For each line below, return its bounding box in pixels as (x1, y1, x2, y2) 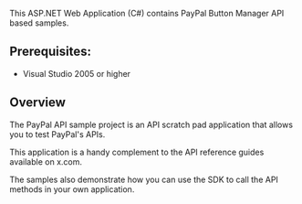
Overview (9, 95, 67, 111)
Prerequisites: (9, 44, 91, 59)
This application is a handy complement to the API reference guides (9, 146, 265, 157)
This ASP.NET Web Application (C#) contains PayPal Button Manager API (9, 8, 285, 18)
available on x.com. (9, 156, 82, 167)
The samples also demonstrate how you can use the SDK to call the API (9, 174, 278, 185)
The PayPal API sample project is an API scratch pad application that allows (9, 119, 294, 130)
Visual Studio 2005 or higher (22, 68, 130, 79)
